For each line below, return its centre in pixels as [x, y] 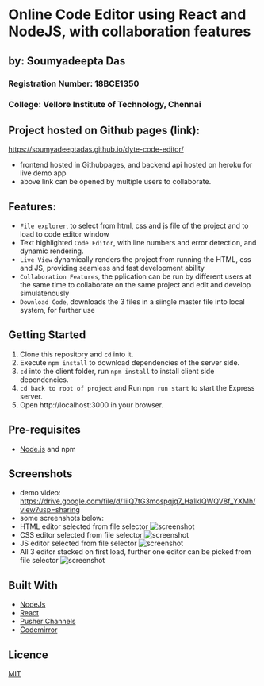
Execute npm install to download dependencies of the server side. [130, 362]
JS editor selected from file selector [78, 543]
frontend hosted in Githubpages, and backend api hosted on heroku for [136, 165]
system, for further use [57, 310]
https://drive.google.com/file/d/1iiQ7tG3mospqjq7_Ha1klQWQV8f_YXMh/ [138, 501]
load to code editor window [64, 234]
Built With [33, 585]
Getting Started [47, 335]
